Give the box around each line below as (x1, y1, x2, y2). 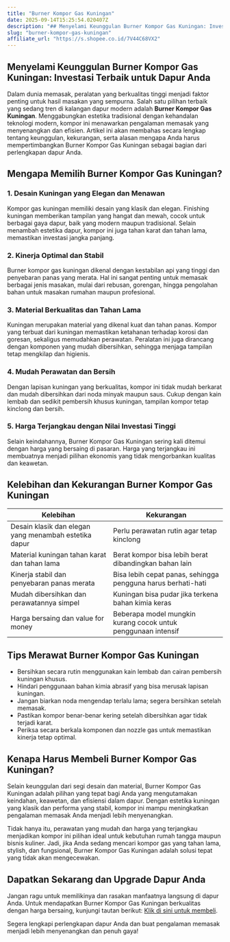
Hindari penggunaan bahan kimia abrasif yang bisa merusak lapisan (16, 682, 209, 690)
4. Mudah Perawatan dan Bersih (7, 367, 116, 377)
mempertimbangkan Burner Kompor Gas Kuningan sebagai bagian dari (7, 141, 207, 149)
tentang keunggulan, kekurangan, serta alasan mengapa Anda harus (7, 133, 200, 141)
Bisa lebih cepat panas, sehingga (112, 569, 219, 579)
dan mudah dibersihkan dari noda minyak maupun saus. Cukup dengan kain (7, 390, 222, 398)
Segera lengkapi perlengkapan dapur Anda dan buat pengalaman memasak (7, 920, 220, 928)
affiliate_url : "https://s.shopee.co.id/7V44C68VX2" (7, 36, 161, 43)
